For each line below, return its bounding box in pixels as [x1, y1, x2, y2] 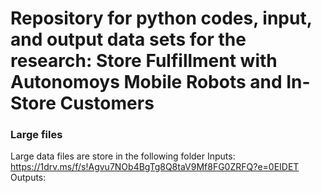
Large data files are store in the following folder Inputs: [10, 150, 236, 162]
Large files [10, 128, 63, 142]
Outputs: [10, 172, 47, 184]
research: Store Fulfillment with [10, 50, 278, 72]
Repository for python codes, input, [10, 7, 313, 30]
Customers [59, 92, 155, 115]
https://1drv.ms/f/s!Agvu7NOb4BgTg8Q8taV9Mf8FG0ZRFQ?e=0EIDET [10, 161, 300, 173]
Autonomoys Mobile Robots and [10, 71, 283, 94]
